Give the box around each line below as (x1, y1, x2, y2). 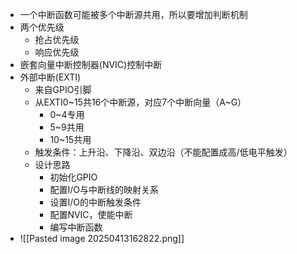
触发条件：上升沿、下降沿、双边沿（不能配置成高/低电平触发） (34, 146, 293, 158)
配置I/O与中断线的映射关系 (49, 184, 159, 195)
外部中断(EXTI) (19, 71, 82, 83)
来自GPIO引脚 (34, 84, 92, 95)
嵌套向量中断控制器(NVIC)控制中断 (19, 59, 163, 70)
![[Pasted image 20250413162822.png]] (19, 233, 185, 244)
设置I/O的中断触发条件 (49, 196, 142, 208)
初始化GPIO (49, 171, 98, 183)
